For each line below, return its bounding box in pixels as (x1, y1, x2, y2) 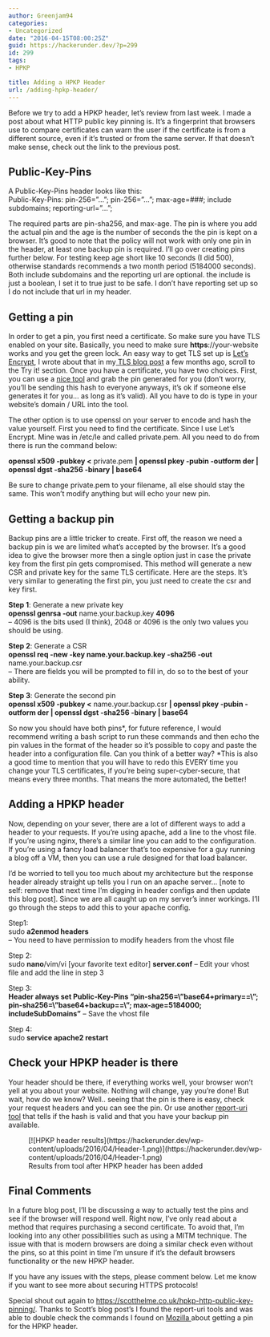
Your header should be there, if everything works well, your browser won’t (8, 1077, 254, 1087)
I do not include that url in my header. (8, 287, 132, 297)
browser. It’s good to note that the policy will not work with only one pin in (8, 236, 252, 245)
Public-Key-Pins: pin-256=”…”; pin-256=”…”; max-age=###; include (8, 195, 232, 204)
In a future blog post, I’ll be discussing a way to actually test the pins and (8, 1206, 248, 1215)
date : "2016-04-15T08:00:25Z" (8, 34, 110, 42)
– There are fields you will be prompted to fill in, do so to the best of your (8, 666, 248, 676)
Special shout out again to (8, 1296, 95, 1306)
